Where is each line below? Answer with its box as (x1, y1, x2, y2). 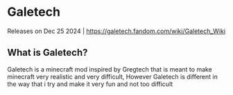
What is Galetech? (7, 47, 88, 59)
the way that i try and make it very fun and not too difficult (7, 80, 173, 88)
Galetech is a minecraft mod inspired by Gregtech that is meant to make (7, 65, 213, 73)
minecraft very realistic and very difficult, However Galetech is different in (7, 72, 218, 81)
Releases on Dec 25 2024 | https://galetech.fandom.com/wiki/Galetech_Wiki (7, 27, 226, 35)
